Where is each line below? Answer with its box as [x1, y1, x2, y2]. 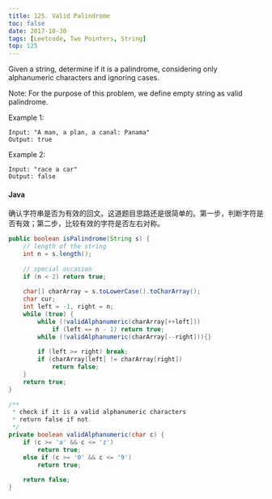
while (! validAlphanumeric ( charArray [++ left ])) [37, 318, 201, 326]
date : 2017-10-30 [8, 27, 67, 35]
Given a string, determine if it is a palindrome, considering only [8, 64, 218, 74]
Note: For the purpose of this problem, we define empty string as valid [8, 88, 243, 98]
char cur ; [23, 295, 57, 304]
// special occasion [23, 265, 92, 273]
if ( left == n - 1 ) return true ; [51, 325, 164, 333]
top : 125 [8, 42, 38, 50]
